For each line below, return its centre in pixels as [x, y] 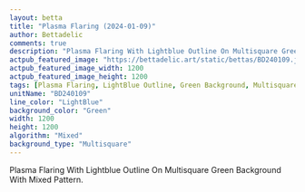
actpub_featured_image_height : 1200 [79, 77]
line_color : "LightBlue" [56, 102]
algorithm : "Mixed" [46, 136]
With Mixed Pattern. [46, 179]
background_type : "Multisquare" [70, 144]
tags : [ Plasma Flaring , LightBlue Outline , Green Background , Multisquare [154, 85]
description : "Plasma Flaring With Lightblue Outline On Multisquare [144, 52]
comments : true [38, 43]
